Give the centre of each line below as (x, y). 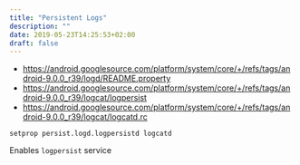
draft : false (34, 43)
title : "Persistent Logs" (58, 18)
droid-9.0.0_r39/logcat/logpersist (85, 98)
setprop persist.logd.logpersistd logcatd (91, 134)
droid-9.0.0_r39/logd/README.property (97, 79)
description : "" (40, 26)
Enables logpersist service (60, 150)
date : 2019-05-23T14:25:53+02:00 (73, 34)
